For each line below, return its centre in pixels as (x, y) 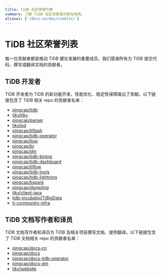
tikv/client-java (27, 193)
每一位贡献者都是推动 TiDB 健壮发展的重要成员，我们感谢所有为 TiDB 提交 (79, 58)
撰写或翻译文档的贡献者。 (39, 65)
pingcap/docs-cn (29, 248)
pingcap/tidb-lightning (35, 177)
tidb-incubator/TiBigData (37, 198)
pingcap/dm (24, 151)
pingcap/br (23, 146)
